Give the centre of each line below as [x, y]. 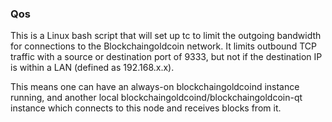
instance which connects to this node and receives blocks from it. [146, 108]
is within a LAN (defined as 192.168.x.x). [92, 68]
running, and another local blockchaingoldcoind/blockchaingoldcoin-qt [156, 98]
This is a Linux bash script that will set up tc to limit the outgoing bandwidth [166, 36]
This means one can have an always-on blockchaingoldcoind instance [155, 87]
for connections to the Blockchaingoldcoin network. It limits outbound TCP [163, 46]
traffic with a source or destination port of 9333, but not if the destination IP [166, 57]
